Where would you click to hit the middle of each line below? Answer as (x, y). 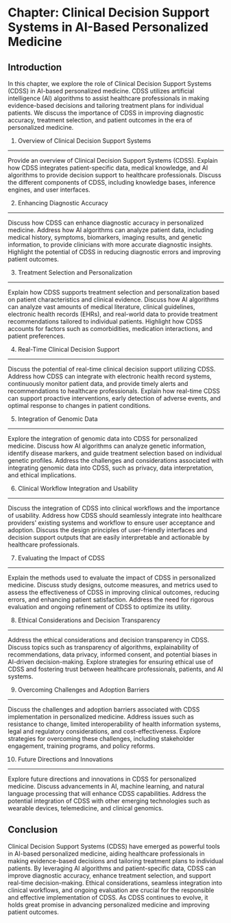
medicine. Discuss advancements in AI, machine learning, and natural (106, 786)
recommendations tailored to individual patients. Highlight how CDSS (105, 321)
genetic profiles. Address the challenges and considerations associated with (115, 460)
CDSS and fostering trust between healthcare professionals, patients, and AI (115, 669)
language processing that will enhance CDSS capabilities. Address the (107, 794)
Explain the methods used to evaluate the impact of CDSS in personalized (112, 578)
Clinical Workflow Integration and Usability (78, 488)
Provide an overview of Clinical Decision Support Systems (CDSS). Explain (113, 160)
